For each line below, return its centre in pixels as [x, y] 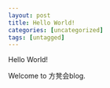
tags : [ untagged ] [37, 37]
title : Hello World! [42, 23]
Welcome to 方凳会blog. [47, 76]
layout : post [29, 15]
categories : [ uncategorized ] [56, 30]
